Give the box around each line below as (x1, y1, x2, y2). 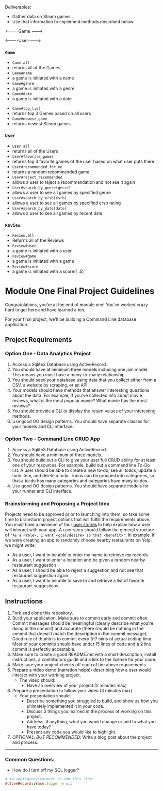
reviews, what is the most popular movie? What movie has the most (12, 397, 147, 404)
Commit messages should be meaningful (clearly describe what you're (12, 620, 154, 626)
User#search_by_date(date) (12, 206, 67, 211)
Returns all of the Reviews (12, 237, 65, 243)
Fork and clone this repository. (12, 610, 73, 616)
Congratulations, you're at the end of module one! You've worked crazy (5, 302, 148, 308)
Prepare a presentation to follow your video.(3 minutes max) (12, 687, 132, 694)
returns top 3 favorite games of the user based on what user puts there (12, 158, 154, 164)
